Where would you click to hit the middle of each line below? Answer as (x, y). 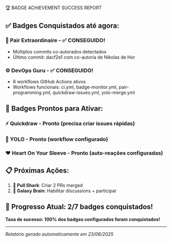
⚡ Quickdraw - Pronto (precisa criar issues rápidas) (70, 124)
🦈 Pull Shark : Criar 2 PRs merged (48, 185)
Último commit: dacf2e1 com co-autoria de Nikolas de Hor (74, 57)
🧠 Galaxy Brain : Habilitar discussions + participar (64, 191)
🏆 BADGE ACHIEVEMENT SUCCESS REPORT (54, 8)
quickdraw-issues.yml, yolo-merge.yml (94, 92)
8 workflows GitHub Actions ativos (49, 81)
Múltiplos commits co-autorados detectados (59, 51)
